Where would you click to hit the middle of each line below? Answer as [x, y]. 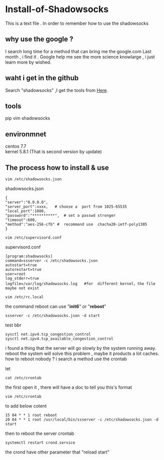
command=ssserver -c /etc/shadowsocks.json [52, 261]
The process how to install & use [57, 168]
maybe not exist [22, 288]
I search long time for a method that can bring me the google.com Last [78, 51]
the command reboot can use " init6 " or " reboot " [56, 306]
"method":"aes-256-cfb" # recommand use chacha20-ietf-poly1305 [76, 224]
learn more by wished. [28, 62]
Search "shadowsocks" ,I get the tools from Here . [57, 90]
